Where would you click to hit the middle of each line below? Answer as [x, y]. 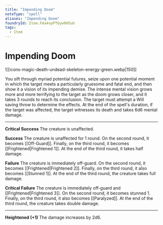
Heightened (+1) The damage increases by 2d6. [53, 217]
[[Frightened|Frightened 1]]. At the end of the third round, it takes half [74, 148]
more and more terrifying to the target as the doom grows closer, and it [76, 94]
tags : [10, 28]
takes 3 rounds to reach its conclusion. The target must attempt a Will [74, 99]
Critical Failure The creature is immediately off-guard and [63, 188]
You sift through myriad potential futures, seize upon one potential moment [80, 79]
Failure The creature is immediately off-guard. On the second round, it [75, 163]
